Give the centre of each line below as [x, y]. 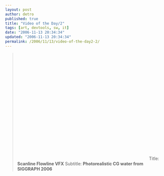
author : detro [20, 14]
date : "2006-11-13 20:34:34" [35, 32]
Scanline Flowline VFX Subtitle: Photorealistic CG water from [80, 163]
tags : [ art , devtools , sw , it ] [37, 28]
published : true [22, 19]
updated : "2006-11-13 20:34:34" [38, 37]
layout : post [18, 10]
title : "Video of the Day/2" [35, 23]
